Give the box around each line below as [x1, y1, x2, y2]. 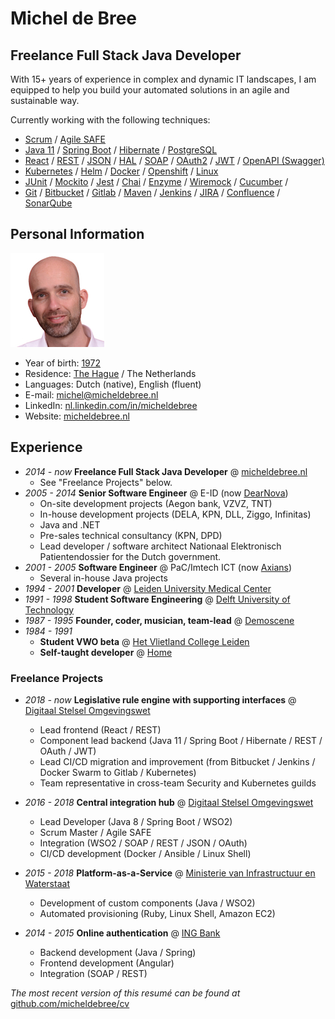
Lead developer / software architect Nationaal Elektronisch [39, 540, 282, 552]
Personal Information [10, 226, 145, 243]
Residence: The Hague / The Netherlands [24, 367, 197, 379]
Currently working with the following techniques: [10, 114, 211, 126]
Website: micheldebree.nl [24, 410, 130, 422]
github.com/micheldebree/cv [10, 997, 130, 1009]
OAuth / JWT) [39, 745, 97, 757]
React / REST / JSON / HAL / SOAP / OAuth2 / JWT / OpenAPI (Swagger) [24, 155, 325, 166]
